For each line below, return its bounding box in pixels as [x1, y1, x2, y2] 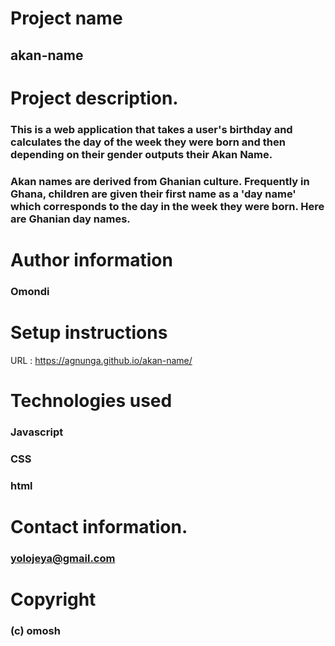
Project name [10, 7, 123, 30]
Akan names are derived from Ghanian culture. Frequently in [10, 174, 310, 188]
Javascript [10, 425, 64, 439]
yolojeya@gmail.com [10, 551, 116, 565]
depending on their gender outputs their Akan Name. [10, 147, 273, 161]
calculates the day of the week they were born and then [10, 135, 286, 149]
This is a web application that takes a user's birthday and [10, 122, 293, 136]
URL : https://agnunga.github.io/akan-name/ [10, 354, 193, 366]
